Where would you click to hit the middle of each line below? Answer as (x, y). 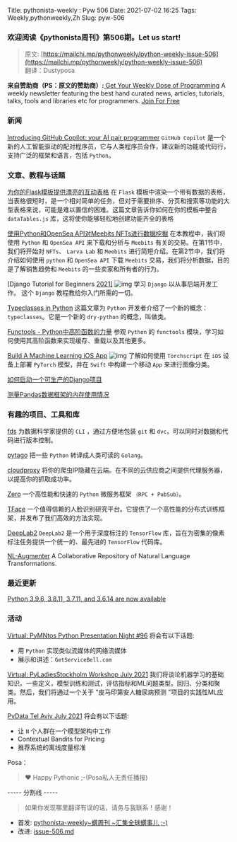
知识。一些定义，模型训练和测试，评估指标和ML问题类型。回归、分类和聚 (114, 683)
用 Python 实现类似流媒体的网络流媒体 (72, 650)
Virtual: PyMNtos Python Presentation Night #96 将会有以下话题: (101, 635)
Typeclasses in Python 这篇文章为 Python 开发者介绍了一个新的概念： (108, 308)
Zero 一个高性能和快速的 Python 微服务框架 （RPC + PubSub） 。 (96, 494)
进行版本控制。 (35, 440)
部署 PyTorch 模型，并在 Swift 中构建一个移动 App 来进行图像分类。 (116, 364)
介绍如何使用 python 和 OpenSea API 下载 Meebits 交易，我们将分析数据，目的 (119, 260)
